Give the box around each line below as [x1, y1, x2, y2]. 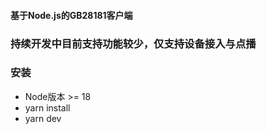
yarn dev [24, 112, 62, 124]
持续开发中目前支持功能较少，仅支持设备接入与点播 [10, 36, 257, 50]
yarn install [24, 101, 71, 114]
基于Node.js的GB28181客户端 [10, 9, 133, 21]
